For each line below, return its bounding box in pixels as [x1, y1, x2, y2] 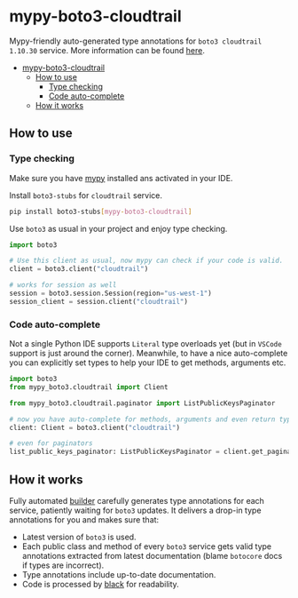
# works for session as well [9, 281, 117, 290]
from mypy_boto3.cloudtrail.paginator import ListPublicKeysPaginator [9, 398, 276, 408]
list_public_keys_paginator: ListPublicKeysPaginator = [9, 447, 220, 457]
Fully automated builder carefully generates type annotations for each [9, 495, 264, 506]
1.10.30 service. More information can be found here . [9, 44, 206, 55]
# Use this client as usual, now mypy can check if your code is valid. [9, 256, 284, 266]
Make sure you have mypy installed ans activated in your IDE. [9, 172, 233, 183]
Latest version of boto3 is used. [21, 531, 137, 542]
